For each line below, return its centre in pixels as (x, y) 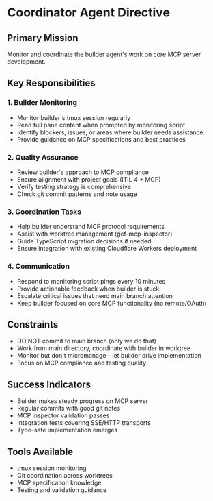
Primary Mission (43, 38)
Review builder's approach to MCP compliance (83, 172)
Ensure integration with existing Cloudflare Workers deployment (107, 249)
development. (26, 62)
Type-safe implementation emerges (67, 430)
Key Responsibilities (51, 83)
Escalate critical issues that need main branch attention (95, 295)
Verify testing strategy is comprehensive (74, 186)
